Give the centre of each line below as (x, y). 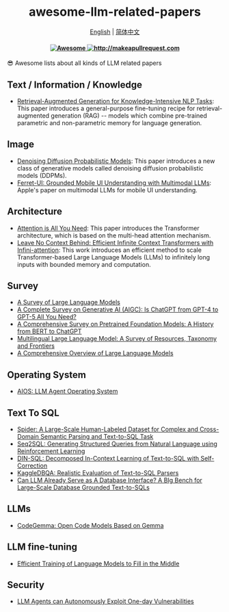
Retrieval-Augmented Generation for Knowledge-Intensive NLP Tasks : (116, 101)
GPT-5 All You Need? (46, 317)
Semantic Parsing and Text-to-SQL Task (97, 437)
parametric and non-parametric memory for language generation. (109, 123)
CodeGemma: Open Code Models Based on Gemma (90, 525)
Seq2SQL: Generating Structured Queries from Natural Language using (117, 444)
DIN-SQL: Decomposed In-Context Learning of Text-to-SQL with (108, 459)
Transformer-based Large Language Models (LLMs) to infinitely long (113, 257)
